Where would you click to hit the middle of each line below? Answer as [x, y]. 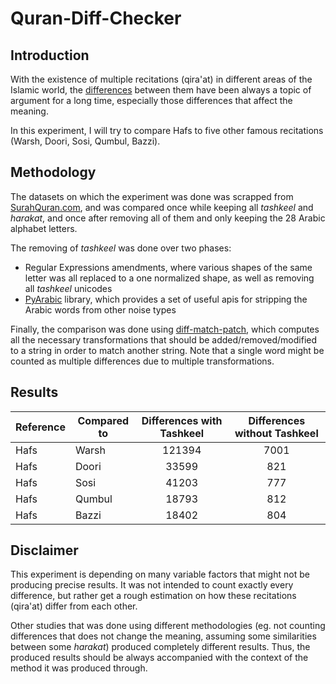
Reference [40, 427]
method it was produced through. [79, 668]
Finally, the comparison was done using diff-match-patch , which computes [165, 329]
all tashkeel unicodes [68, 288]
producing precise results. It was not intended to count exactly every [152, 585]
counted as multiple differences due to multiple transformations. [142, 361]
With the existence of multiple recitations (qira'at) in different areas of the [161, 79]
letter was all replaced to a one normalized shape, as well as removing [169, 278]
